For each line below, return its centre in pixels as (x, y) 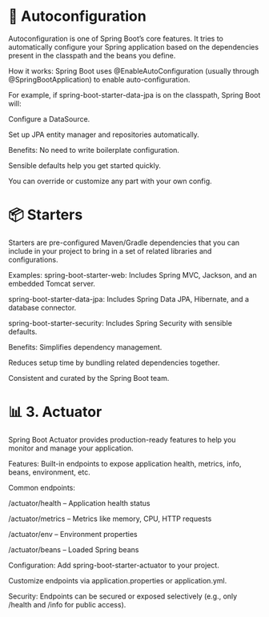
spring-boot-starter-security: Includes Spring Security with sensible (120, 323)
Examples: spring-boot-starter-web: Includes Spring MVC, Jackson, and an (133, 274)
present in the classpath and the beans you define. (92, 55)
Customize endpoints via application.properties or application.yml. (118, 580)
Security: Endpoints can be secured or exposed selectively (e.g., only (123, 596)
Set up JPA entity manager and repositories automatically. (104, 134)
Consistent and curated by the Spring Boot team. (89, 378)
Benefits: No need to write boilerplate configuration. (94, 150)
